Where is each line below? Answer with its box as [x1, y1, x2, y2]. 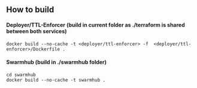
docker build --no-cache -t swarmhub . [6, 77, 106, 83]
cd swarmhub [6, 71, 36, 78]
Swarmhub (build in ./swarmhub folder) [6, 59, 107, 66]
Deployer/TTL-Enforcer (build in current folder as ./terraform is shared [6, 21, 186, 29]
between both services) [6, 27, 67, 34]
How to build [6, 5, 54, 15]
